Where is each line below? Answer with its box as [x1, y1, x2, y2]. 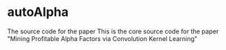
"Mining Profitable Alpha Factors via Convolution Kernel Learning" [7, 34, 198, 42]
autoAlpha [7, 4, 69, 20]
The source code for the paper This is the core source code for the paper [7, 27, 219, 35]
